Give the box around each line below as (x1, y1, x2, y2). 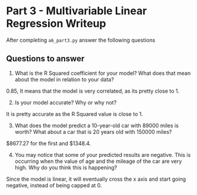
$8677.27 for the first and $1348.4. (6, 140, 91, 147)
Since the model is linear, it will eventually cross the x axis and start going (6, 175, 186, 183)
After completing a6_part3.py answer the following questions (6, 36, 155, 43)
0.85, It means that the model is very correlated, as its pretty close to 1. (6, 87, 180, 95)
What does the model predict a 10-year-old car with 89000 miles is (14, 122, 179, 129)
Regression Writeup (6, 17, 106, 30)
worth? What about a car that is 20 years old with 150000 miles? (14, 128, 172, 135)
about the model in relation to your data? (14, 76, 115, 83)
